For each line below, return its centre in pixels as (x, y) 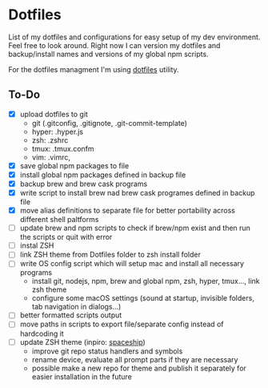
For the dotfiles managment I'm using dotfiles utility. (94, 69)
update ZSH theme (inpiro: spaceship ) (82, 342)
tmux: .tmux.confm (63, 148)
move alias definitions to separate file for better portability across (128, 211)
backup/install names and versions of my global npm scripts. (109, 54)
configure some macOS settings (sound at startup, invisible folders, (143, 298)
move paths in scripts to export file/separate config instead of (122, 324)
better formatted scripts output (71, 315)
